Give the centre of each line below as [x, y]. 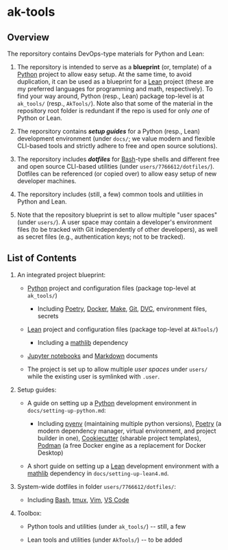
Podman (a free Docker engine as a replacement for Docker [122, 445]
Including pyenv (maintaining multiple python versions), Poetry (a [129, 423]
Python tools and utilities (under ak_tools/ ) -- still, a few [106, 526]
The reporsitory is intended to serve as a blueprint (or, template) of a [114, 67]
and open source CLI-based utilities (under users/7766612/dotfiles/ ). [115, 166]
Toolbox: [29, 513]
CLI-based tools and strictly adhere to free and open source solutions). [117, 146]
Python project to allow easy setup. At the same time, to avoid [104, 74]
